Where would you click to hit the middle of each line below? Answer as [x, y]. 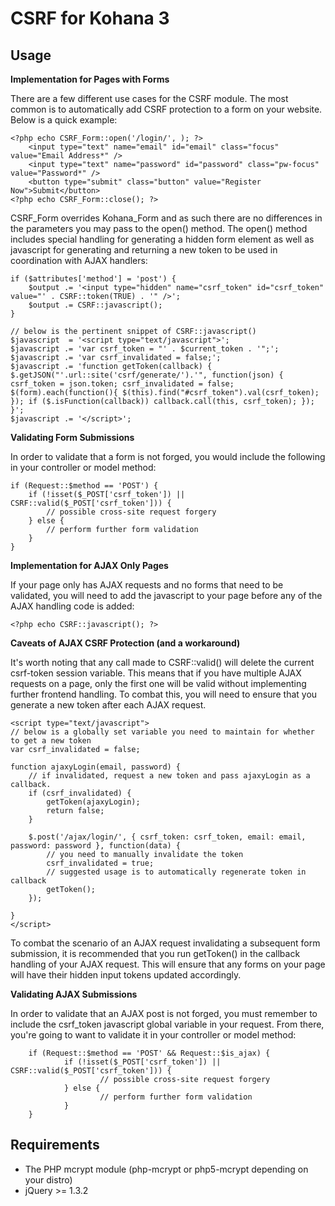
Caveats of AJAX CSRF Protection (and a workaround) [125, 643]
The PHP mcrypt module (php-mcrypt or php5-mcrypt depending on [166, 1169]
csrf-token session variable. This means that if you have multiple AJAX [156, 673]
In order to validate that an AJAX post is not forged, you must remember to [164, 1013]
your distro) [48, 1179]
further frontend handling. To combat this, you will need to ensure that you [164, 694]
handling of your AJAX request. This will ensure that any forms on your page [168, 964]
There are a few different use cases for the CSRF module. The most [149, 98]
